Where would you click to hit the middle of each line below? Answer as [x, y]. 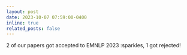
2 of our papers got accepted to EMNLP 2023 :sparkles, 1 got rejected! [93, 45]
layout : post [22, 12]
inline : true [22, 23]
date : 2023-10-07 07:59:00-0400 [46, 17]
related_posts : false [33, 28]
